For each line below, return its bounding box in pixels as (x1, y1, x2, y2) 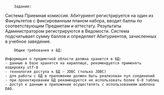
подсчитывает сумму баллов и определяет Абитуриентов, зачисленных (5, 34, 157, 39)
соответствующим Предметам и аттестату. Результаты (5, 23, 122, 29)
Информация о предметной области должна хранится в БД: (5, 57, 122, 61)
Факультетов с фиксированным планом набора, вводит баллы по (5, 18, 142, 23)
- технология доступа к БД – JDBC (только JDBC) (5, 69, 107, 74)
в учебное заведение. (5, 38, 52, 44)
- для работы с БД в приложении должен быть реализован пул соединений (5, 74, 155, 78)
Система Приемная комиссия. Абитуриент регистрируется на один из (5, 13, 154, 19)
